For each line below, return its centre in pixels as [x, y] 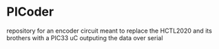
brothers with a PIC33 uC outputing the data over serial [85, 37]
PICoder [30, 12]
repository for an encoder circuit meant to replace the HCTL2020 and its [109, 31]
